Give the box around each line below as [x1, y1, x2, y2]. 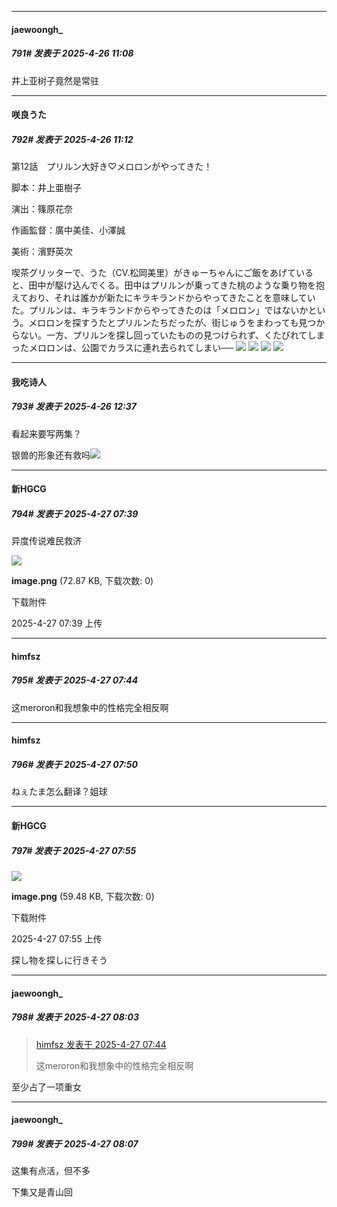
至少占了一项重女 [11, 1081, 82, 1093]
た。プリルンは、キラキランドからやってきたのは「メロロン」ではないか [11, 304, 309, 316]
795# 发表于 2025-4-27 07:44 [11, 674, 139, 686]
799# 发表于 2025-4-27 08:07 [11, 1137, 139, 1150]
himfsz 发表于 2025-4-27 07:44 [35, 1038, 167, 1050]
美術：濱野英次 [11, 246, 73, 258]
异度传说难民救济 [11, 535, 82, 547]
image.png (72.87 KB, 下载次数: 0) [11, 575, 154, 587]
